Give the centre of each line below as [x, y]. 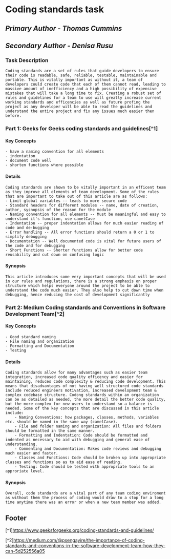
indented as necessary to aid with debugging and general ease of [78, 440]
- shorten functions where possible [44, 165]
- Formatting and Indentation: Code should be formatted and [81, 436]
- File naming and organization [40, 341]
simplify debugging [26, 237]
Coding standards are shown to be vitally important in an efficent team [86, 187]
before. [14, 116]
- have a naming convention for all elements [55, 152]
